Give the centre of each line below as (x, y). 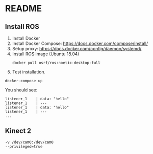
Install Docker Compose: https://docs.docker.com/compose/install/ (80, 44)
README (24, 9)
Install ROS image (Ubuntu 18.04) (46, 54)
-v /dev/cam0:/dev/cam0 (29, 142)
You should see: (21, 90)
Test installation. (29, 72)
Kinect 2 (18, 131)
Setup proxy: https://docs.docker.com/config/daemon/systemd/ (77, 49)
